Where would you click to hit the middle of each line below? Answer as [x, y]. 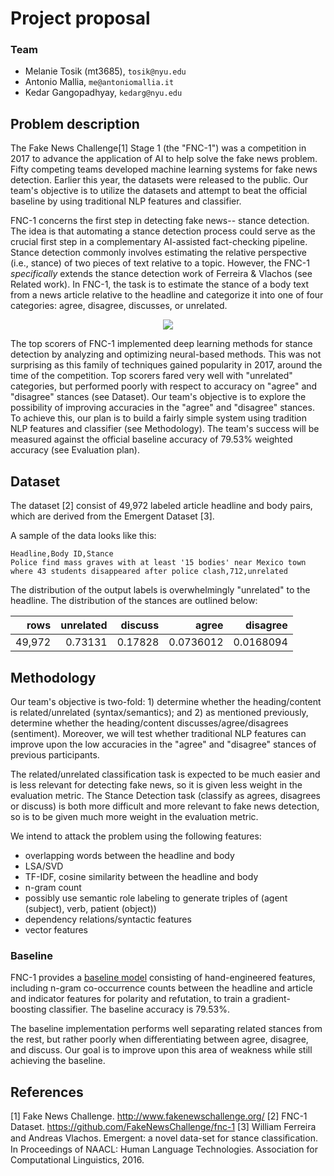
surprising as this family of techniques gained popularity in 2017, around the [166, 365]
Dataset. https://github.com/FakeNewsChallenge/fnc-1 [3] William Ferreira [163, 1127]
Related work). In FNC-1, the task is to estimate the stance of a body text [160, 284]
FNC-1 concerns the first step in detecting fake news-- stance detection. [160, 221]
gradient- [271, 999]
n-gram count [53, 887]
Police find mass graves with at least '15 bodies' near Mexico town [158, 563]
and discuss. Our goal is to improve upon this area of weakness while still [161, 1050]
